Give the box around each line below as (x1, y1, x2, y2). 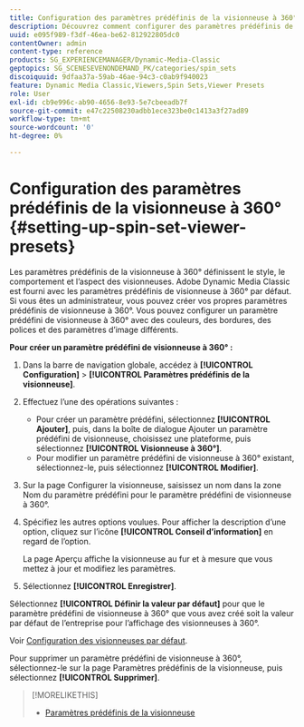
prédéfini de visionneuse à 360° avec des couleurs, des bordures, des (9, 314, 271, 325)
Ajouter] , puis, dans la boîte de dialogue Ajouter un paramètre (35, 423, 269, 434)
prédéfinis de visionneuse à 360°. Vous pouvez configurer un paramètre (9, 305, 279, 316)
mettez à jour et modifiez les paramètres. (22, 563, 176, 574)
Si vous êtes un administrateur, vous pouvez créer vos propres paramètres (9, 295, 288, 306)
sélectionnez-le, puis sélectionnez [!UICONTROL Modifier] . (35, 462, 260, 473)
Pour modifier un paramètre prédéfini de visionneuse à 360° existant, (35, 452, 295, 463)
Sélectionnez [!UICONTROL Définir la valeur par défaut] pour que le (9, 598, 265, 609)
